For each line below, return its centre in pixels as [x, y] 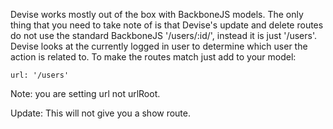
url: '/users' [40, 75]
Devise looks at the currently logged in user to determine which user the [159, 46]
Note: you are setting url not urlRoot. [85, 93]
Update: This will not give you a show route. [101, 113]
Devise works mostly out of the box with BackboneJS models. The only [157, 14]
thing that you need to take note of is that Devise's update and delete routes [167, 25]
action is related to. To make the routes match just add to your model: [153, 57]
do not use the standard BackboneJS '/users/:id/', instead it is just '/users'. [163, 35]
